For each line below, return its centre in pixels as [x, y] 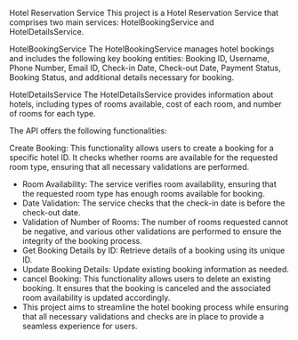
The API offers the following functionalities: [88, 131]
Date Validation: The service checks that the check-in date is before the [153, 203]
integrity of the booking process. [82, 241]
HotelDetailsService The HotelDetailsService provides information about [141, 94]
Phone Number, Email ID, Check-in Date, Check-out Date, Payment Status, [145, 68]
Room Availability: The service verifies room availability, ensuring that [149, 184]
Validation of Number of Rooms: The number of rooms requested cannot [155, 222]
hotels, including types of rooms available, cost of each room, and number [145, 104]
